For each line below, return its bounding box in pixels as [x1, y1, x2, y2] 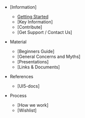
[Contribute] [17, 24, 42, 30]
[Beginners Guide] [17, 49, 55, 54]
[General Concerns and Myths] [17, 54, 81, 59]
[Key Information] [17, 19, 53, 25]
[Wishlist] [17, 108, 37, 113]
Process [9, 93, 27, 98]
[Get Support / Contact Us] [17, 29, 73, 35]
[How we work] [17, 102, 48, 108]
